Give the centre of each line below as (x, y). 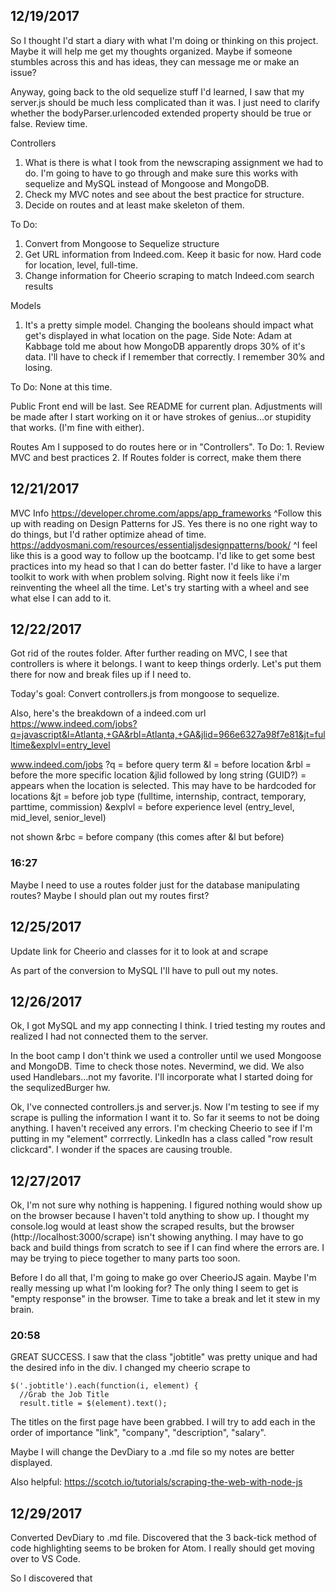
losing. (38, 367)
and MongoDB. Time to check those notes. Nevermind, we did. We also (157, 1066)
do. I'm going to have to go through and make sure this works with (161, 173)
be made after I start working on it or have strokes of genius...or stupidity (161, 416)
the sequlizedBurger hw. (60, 1088)
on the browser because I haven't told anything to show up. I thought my (160, 1216)
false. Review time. (49, 123)
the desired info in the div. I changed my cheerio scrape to (130, 1368)
